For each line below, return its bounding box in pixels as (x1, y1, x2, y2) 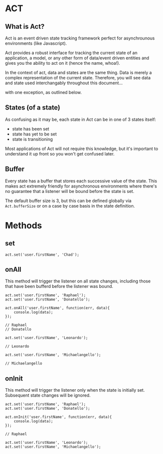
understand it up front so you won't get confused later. (5, 151, 115, 156)
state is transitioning (12, 136, 53, 142)
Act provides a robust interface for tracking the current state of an (5, 50, 138, 56)
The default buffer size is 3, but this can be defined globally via (5, 198, 132, 204)
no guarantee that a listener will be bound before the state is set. (5, 188, 135, 194)
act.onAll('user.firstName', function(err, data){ (5, 305, 110, 311)
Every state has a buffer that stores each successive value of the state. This (5, 178, 157, 184)
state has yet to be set (12, 131, 57, 137)
